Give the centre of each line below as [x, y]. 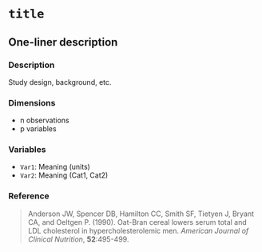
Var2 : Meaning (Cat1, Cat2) [64, 175]
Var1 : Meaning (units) [55, 167]
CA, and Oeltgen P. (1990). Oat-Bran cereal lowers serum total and [137, 222]
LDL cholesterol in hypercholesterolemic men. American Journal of [138, 230]
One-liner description [63, 42]
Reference [29, 196]
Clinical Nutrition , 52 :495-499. [78, 239]
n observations [44, 120]
